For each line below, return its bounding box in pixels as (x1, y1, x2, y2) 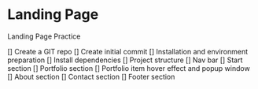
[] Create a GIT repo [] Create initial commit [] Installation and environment (7, 46, 249, 56)
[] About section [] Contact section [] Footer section (7, 72, 175, 81)
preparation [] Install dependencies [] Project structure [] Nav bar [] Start (7, 55, 243, 65)
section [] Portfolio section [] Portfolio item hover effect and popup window (7, 63, 251, 72)
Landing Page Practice (7, 32, 81, 41)
